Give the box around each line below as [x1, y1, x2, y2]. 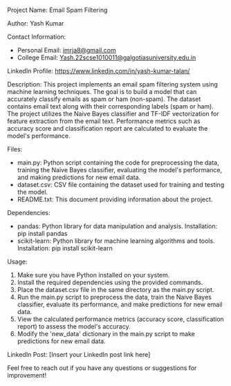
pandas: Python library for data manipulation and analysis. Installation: [17, 222, 218, 230]
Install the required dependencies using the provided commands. [17, 278, 203, 286]
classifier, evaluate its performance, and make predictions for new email [17, 300, 223, 309]
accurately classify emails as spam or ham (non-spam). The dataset [7, 95, 201, 103]
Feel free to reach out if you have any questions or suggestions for [7, 364, 197, 372]
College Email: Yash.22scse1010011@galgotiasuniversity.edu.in [17, 53, 196, 62]
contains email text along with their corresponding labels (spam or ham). [7, 102, 214, 110]
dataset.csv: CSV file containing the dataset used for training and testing [17, 181, 225, 189]
